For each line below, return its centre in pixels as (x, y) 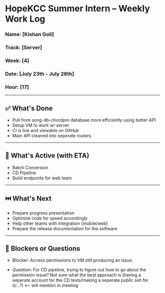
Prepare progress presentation (43, 213)
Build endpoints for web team (42, 178)
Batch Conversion (30, 167)
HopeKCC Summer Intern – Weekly (78, 9)
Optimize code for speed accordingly (50, 218)
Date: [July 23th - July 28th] (40, 74)
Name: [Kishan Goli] (29, 34)
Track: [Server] (24, 48)
